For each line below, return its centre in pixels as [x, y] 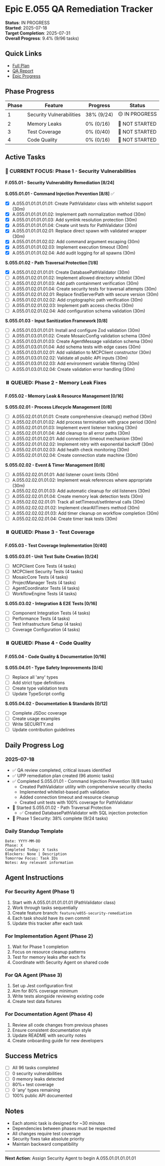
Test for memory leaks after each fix [49, 957]
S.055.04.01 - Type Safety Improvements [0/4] [54, 667]
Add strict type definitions [39, 682]
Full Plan [21, 65]
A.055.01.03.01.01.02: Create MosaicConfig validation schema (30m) [81, 336]
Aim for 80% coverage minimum [45, 991]
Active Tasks [25, 157]
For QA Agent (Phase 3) [34, 975]
